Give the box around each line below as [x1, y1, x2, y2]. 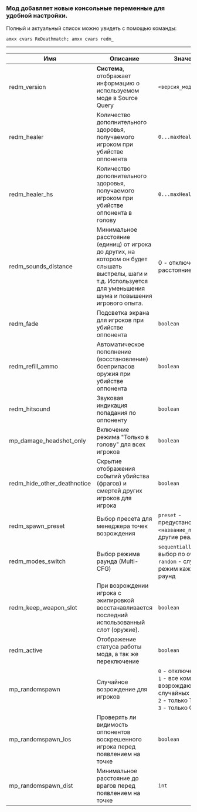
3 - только [158, 704, 188, 712]
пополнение [96, 348, 132, 356]
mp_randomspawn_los [9, 736, 72, 744]
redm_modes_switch [9, 557, 66, 565]
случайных [158, 689, 189, 697]
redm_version [9, 83, 46, 91]
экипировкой [96, 596, 134, 604]
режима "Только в [96, 433, 150, 441]
